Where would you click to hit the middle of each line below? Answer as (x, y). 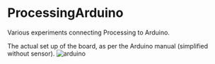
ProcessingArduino (65, 13)
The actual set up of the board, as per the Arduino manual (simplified (108, 46)
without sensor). (31, 53)
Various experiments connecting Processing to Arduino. (88, 32)
